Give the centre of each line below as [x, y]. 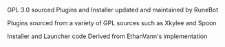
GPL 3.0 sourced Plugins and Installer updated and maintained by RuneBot [113, 10]
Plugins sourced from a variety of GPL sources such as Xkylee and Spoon [112, 23]
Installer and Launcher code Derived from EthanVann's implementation [107, 36]
